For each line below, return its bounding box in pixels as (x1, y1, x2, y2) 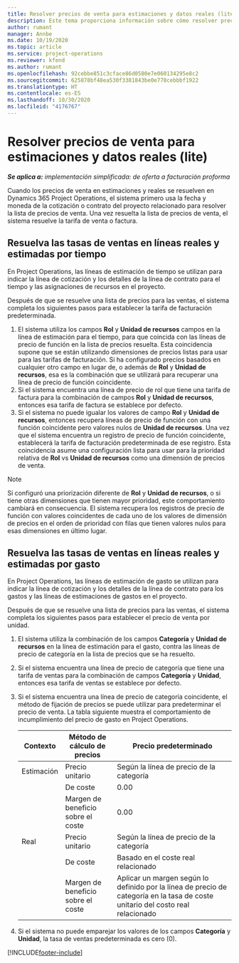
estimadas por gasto (7, 558, 101, 570)
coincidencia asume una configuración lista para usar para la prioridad (17, 446, 225, 454)
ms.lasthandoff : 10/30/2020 (7, 97, 91, 104)
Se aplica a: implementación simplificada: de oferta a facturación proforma (7, 172, 230, 181)
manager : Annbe (7, 30, 53, 38)
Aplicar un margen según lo (117, 873, 209, 883)
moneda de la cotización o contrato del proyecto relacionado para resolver (7, 201, 226, 210)
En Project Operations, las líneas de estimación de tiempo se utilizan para (7, 267, 223, 275)
